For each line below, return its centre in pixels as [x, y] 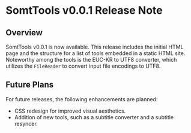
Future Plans [30, 85]
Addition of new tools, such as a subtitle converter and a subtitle [94, 117]
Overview [24, 33]
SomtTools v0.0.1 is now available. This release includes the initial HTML [95, 47]
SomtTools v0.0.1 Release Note [84, 10]
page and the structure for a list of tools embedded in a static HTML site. [95, 53]
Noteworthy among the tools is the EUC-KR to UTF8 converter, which [91, 60]
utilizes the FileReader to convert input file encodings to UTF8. [83, 66]
